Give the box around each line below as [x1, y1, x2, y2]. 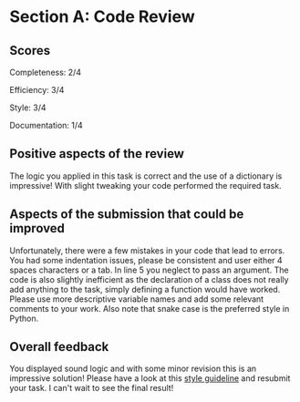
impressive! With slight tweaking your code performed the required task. [9, 180, 282, 191]
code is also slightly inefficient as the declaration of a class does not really [9, 273, 289, 284]
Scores [9, 43, 51, 58]
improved [9, 221, 66, 236]
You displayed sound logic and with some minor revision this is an [9, 363, 257, 375]
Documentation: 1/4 [9, 120, 84, 130]
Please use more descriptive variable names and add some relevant [9, 294, 264, 304]
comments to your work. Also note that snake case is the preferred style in [9, 303, 290, 314]
